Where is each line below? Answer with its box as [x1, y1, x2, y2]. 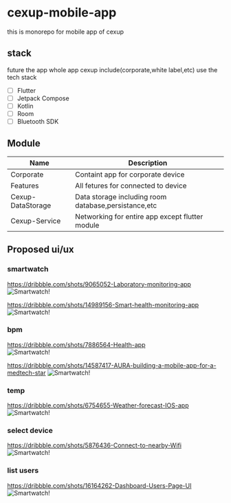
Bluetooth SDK [16, 118, 59, 125]
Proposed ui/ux [7, 244, 74, 256]
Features [10, 181, 39, 190]
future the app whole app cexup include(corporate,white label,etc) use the [7, 65, 218, 74]
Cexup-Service [10, 216, 61, 225]
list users [7, 466, 39, 476]
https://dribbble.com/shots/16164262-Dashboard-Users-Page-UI [7, 481, 192, 489]
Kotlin [16, 102, 34, 110]
